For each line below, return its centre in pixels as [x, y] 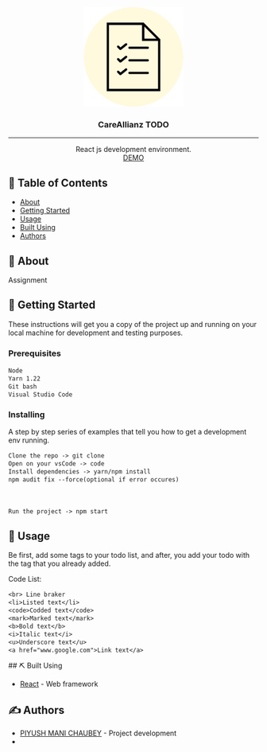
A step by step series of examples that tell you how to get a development [128, 432]
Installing [27, 415]
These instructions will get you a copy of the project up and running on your [132, 324]
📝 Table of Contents [58, 183]
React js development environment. [133, 150]
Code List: [25, 579]
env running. [29, 440]
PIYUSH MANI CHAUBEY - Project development [98, 733]
